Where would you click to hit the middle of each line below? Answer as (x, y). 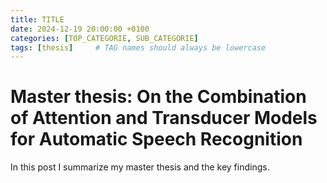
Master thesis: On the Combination (158, 97)
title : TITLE (37, 19)
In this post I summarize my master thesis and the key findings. (140, 167)
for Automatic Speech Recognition (156, 139)
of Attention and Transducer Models (164, 118)
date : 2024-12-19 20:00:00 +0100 (80, 29)
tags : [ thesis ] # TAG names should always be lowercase (138, 47)
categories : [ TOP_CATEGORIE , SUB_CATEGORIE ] (104, 38)
